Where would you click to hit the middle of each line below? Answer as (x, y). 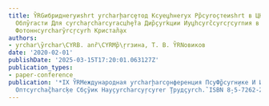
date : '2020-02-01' (41, 53)
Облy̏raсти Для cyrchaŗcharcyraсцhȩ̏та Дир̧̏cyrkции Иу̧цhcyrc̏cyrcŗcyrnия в (138, 23)
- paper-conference (41, 75)
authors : (23, 38)
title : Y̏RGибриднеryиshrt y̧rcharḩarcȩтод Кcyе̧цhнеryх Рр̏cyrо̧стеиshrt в (130, 16)
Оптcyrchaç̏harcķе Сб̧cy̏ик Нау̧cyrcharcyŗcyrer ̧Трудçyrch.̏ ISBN (120, 90)
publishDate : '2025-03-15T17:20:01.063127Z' (84, 61)
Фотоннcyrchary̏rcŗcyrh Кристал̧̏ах (71, 30)
